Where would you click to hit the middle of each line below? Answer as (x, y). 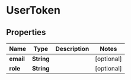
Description (72, 49)
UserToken (33, 10)
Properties (26, 32)
